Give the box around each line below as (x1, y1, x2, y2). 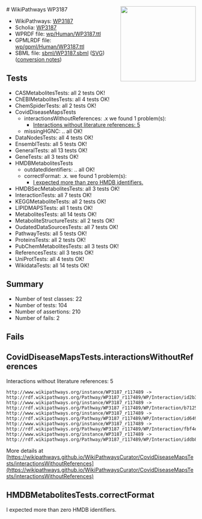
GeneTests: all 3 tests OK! (14, 153, 79, 160)
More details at (6, 447, 43, 454)
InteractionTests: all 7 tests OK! (14, 191, 92, 198)
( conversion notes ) (14, 56, 62, 63)
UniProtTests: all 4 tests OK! (14, 255, 85, 262)
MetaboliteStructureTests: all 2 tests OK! (14, 217, 115, 224)
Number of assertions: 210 (14, 308, 81, 315)
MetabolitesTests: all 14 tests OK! (14, 210, 97, 218)
